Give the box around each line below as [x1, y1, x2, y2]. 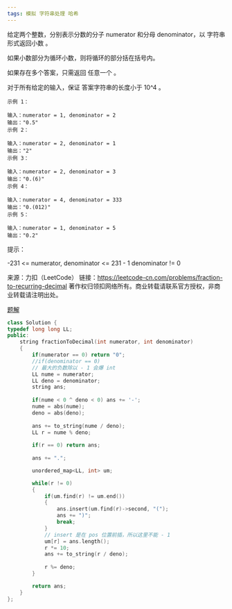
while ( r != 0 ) [32, 480, 73, 487]
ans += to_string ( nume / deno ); [32, 422, 126, 429]
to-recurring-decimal [7, 282, 67, 290]
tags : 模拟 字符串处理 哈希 [7, 10, 79, 17]
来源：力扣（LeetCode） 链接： [7, 273, 98, 281]
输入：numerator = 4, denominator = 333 [7, 196, 123, 203]
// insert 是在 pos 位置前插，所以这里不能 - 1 [44, 531, 171, 538]
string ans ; [32, 383, 67, 391]
